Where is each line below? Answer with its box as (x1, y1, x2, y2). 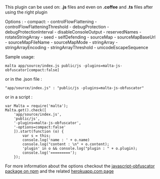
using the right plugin (5, 9, 48, 15)
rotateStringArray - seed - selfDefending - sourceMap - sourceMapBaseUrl (5, 34, 156, 40)
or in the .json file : (5, 76, 42, 82)
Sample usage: (5, 54, 35, 60)
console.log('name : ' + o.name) (22, 138, 90, 143)
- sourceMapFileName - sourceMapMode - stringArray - (5, 39, 118, 45)
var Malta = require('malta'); (5, 104, 68, 108)
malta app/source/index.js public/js (5, 63, 81, 68)
